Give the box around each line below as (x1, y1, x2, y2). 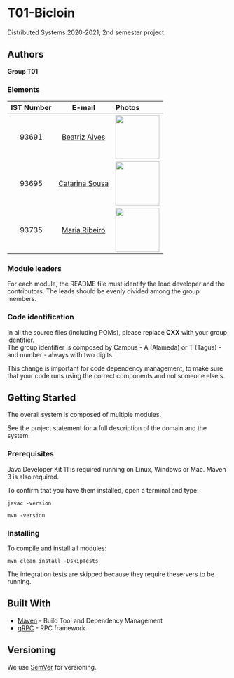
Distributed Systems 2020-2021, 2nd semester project (7, 28, 165, 36)
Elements (7, 84, 41, 94)
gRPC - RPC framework (17, 623, 86, 632)
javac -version (7, 500, 52, 507)
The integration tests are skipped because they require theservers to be (7, 570, 215, 578)
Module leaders (7, 263, 62, 273)
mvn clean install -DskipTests (7, 558, 99, 565)
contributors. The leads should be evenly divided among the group (7, 287, 200, 295)
